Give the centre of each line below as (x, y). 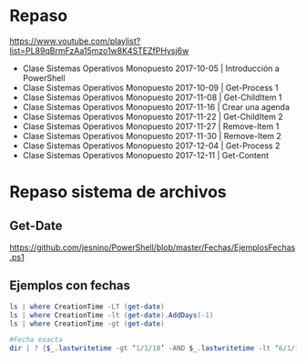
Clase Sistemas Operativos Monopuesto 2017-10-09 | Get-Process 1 (151, 87)
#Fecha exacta (36, 340)
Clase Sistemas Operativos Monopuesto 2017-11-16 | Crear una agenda (156, 106)
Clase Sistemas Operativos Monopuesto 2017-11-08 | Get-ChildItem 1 (152, 97)
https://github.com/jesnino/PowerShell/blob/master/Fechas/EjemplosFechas (153, 247)
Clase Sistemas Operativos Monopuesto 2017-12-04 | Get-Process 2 (151, 146)
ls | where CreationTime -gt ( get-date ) (87, 324)
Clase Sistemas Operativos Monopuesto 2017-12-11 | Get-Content (146, 155)
